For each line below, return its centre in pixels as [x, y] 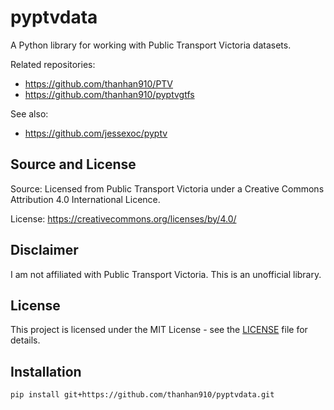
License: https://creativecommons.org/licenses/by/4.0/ [123, 218]
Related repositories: [53, 64]
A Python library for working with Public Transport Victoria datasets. [151, 45]
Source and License [73, 164]
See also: [29, 113]
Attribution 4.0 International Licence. [85, 199]
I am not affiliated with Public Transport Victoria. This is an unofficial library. [166, 274]
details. [25, 340]
